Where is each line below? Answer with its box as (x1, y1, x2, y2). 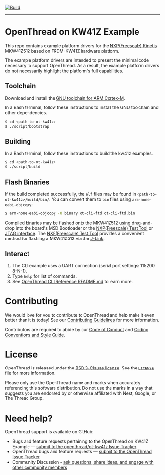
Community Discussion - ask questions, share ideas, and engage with (12, 459, 154, 465)
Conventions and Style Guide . (5, 332, 65, 338)
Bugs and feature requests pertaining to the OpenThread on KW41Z (12, 438, 149, 444)
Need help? (5, 413, 53, 424)
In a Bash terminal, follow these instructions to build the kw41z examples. (5, 150, 153, 157)
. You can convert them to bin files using (49, 196, 131, 202)
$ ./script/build (5, 164, 41, 169)
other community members (12, 464, 68, 471)
